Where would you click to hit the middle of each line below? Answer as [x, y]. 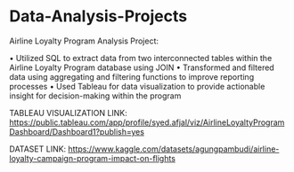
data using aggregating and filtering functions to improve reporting [132, 76]
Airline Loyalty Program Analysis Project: [84, 41]
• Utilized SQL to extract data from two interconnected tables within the [141, 58]
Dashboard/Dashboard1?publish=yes [77, 131]
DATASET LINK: [38, 149]
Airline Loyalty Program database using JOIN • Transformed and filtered [142, 67]
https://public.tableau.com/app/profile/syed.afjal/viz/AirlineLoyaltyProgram [147, 122]
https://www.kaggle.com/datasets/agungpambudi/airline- [174, 149]
